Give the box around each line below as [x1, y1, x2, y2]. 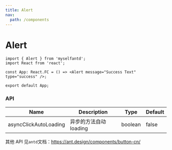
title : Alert [5, 7, 33, 13]
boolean [121, 121, 141, 128]
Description [78, 108, 108, 116]
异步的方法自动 [70, 118, 106, 125]
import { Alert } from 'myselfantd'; [5, 56, 86, 62]
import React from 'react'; [5, 61, 66, 66]
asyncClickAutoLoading [8, 121, 66, 128]
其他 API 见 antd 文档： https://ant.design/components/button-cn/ [5, 138, 141, 144]
